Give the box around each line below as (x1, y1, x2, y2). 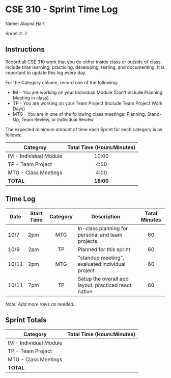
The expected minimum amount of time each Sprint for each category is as (5, 126, 163, 132)
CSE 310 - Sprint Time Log (5, 4, 118, 15)
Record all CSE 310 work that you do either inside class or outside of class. (5, 59, 162, 65)
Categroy (23, 144, 47, 151)
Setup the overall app (77, 275, 129, 282)
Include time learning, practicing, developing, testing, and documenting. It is (5, 64, 165, 70)
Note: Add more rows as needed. (5, 301, 75, 307)
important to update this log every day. (5, 69, 87, 75)
